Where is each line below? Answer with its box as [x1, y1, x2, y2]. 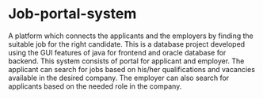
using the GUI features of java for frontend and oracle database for [8, 48, 227, 57]
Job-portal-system [8, 5, 137, 23]
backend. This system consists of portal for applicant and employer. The [8, 56, 245, 66]
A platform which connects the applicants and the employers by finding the [8, 31, 253, 40]
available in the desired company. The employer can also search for [8, 73, 230, 82]
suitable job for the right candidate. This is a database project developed [8, 39, 246, 48]
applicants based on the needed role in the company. [8, 81, 182, 91]
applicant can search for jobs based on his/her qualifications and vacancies [8, 64, 256, 74]
